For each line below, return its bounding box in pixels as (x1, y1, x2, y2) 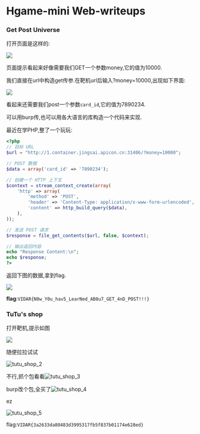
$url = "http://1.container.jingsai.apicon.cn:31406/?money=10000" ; (6, 150, 181, 156)
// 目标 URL (6, 144, 34, 150)
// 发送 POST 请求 (6, 227, 49, 233)
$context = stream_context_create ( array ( (6, 182, 112, 189)
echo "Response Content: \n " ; (6, 249, 79, 255)
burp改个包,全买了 (6, 386, 51, 393)
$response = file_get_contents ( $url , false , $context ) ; (6, 233, 149, 239)
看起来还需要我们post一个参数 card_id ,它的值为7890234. (6, 101, 146, 108)
